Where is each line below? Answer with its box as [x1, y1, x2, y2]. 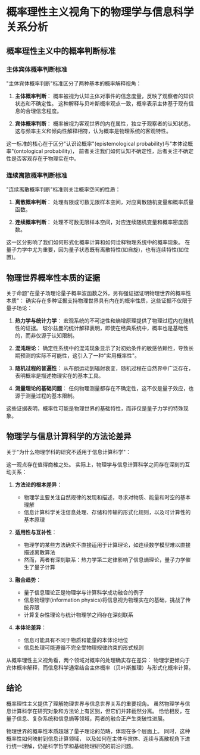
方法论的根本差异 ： [14, 481, 62, 488]
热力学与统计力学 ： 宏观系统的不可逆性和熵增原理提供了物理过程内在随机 [14, 317, 194, 324]
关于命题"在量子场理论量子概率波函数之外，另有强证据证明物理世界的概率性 [6, 289, 192, 296]
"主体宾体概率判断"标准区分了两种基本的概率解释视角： [6, 80, 142, 87]
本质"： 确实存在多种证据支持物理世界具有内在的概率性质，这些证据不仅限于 [6, 297, 193, 304]
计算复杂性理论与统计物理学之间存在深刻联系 [23, 611, 134, 618]
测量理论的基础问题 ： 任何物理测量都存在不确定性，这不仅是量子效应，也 [14, 384, 194, 391]
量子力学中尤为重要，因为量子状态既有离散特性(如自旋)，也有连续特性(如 [6, 246, 185, 253]
